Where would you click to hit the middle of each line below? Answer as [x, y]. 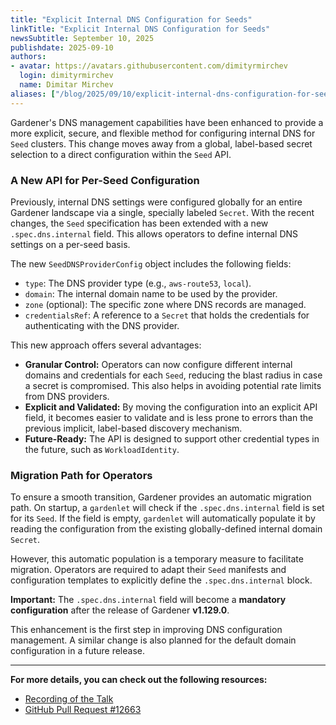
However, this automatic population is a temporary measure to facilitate [157, 559]
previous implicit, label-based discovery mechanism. [133, 428]
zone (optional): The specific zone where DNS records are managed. [165, 304]
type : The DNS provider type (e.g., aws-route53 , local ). [138, 283]
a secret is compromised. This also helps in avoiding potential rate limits [173, 385]
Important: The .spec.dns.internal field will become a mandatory [148, 600]
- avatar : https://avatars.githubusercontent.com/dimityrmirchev [149, 66]
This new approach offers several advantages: [106, 345]
